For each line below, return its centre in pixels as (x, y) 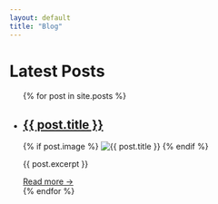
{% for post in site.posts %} (74, 96)
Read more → (48, 181)
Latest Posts (57, 71)
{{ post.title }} (63, 125)
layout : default (40, 18)
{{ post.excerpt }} (55, 164)
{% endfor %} (49, 191)
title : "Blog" (36, 26)
